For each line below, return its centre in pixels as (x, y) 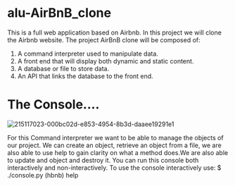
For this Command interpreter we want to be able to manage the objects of (115, 137)
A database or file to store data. (63, 68)
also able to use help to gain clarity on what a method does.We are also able (118, 152)
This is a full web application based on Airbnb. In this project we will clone (114, 32)
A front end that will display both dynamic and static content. (106, 61)
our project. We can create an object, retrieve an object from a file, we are (114, 145)
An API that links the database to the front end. (85, 76)
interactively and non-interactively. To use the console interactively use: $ (114, 168)
